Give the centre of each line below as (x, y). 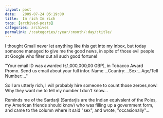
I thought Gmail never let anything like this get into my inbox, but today (76, 46)
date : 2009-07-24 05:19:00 (35, 14)
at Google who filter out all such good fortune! (51, 56)
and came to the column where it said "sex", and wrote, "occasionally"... (77, 110)
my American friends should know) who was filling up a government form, (79, 105)
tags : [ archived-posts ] (29, 23)
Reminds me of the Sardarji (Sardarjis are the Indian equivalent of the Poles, (81, 100)
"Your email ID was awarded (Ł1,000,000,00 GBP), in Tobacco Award (74, 66)
